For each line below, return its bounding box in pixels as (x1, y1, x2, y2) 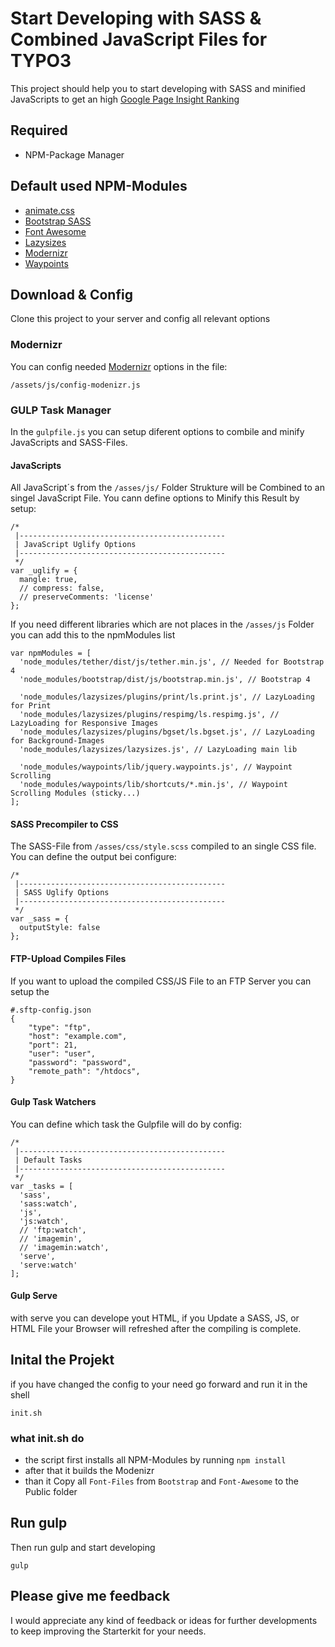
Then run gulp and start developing (10, 1541, 156, 1553)
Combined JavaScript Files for (10, 28, 268, 51)
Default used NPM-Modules (10, 178, 188, 195)
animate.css (24, 204, 75, 216)
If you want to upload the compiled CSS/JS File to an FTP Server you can (10, 975, 312, 987)
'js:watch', (19, 1216, 70, 1226)
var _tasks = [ (10, 1181, 74, 1191)
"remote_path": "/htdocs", (28, 1066, 141, 1076)
